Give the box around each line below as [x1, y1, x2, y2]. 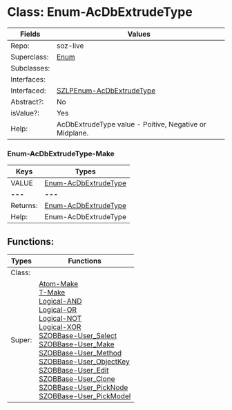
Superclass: [10, 52, 49, 62]
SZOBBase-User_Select [39, 331, 117, 341]
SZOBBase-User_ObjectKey [39, 357, 130, 366]
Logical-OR [39, 305, 77, 315]
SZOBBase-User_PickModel [39, 391, 131, 401]
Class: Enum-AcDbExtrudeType [7, 4, 193, 20]
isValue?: [10, 108, 39, 118]
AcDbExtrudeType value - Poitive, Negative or [56, 119, 207, 129]
